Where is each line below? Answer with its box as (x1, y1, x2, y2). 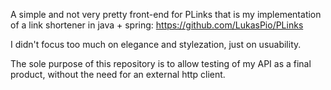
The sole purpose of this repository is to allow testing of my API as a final (10, 58, 312, 69)
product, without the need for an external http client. (10, 69, 226, 80)
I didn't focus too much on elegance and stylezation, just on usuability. (10, 39, 302, 50)
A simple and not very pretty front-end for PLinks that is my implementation (10, 9, 322, 20)
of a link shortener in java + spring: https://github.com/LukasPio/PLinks (10, 19, 304, 31)
